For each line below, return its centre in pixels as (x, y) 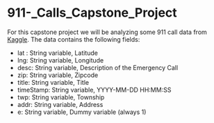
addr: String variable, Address (60, 104)
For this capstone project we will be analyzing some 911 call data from (107, 32)
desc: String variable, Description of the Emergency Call (98, 67)
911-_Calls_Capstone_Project (92, 13)
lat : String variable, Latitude (58, 53)
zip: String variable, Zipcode (58, 75)
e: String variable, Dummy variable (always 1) (82, 112)
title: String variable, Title (53, 82)
